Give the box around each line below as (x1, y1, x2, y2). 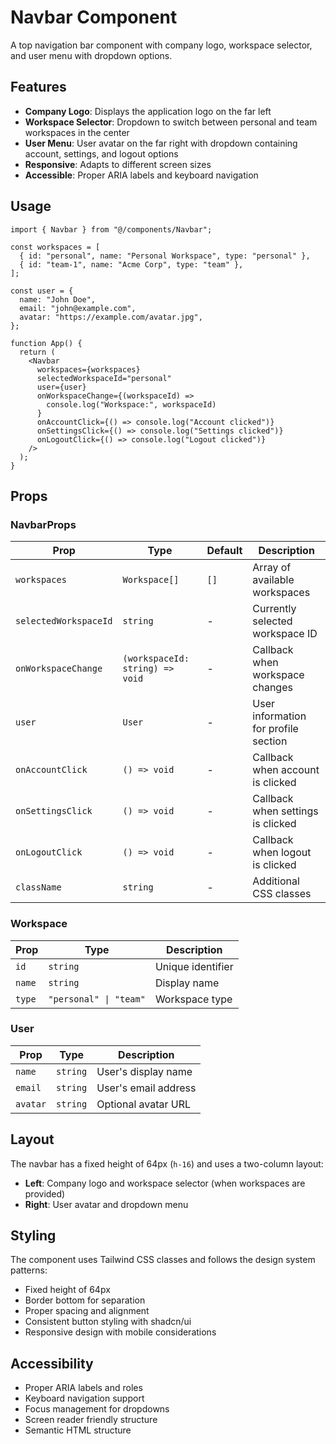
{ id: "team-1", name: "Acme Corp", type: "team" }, (19, 259, 244, 270)
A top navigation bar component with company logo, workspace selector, (10, 39, 313, 51)
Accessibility (10, 1355, 94, 1372)
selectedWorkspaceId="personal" (36, 373, 172, 383)
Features (10, 79, 67, 96)
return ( (19, 347, 56, 357)
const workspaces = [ (10, 242, 101, 252)
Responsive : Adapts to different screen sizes (24, 158, 212, 170)
